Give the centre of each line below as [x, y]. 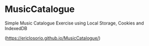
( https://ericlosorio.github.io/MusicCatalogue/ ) [53, 38]
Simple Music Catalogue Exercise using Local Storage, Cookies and [74, 23]
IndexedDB [16, 28]
